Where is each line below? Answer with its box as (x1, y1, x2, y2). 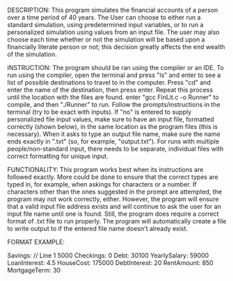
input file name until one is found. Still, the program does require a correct (7, 210, 219, 218)
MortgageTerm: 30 (7, 266, 61, 274)
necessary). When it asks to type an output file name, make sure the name (7, 130, 220, 138)
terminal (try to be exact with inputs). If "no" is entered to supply (7, 108, 192, 116)
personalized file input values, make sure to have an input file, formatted (7, 115, 214, 124)
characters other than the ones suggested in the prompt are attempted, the (7, 187, 223, 196)
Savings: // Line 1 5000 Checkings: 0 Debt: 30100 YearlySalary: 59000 (7, 251, 209, 259)
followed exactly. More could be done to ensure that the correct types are (7, 173, 218, 181)
